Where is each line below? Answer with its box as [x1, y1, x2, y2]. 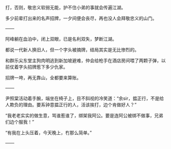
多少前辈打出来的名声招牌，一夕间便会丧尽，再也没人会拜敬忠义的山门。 [5, 15, 157, 21]
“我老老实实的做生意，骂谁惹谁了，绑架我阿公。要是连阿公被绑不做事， [5, 112, 155, 118]
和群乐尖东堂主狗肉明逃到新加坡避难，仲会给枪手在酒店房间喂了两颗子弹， [5, 57, 161, 64]
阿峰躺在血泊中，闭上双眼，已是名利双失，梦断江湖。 [5, 36, 117, 42]
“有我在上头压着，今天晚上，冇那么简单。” [5, 130, 92, 136]
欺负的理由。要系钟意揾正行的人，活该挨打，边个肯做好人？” [9, 102, 137, 108]
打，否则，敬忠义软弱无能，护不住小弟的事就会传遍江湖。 [5, 5, 126, 10]
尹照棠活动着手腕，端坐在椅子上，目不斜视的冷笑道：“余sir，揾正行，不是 [5, 96, 160, 101]
